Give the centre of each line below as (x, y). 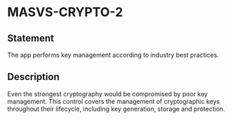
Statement (31, 38)
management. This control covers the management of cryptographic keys (114, 101)
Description (33, 77)
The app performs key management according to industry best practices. (113, 55)
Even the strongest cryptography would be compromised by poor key (108, 94)
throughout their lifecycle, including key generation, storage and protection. (116, 109)
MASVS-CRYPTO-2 (65, 12)
